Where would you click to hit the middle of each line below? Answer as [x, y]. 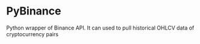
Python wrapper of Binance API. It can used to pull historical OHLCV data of [100, 28]
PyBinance [34, 11]
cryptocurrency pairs [33, 34]
